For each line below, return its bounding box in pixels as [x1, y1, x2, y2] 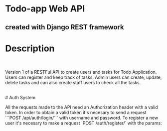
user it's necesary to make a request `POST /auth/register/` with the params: [5, 120, 162, 126]
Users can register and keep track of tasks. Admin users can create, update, [5, 74, 162, 80]
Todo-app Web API [5, 3, 85, 14]
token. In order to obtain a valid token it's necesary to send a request [5, 109, 147, 115]
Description [5, 43, 55, 54]
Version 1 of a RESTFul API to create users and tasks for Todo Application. [5, 69, 157, 75]
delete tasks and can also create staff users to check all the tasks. [5, 79, 141, 85]
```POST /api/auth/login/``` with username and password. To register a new [5, 115, 159, 121]
